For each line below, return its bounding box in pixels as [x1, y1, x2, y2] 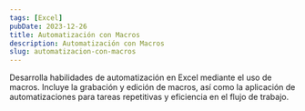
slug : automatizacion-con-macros [9, 47, 137, 56]
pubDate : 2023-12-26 [9, 22, 88, 31]
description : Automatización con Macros [9, 38, 166, 48]
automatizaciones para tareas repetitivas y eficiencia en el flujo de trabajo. [9, 92, 290, 103]
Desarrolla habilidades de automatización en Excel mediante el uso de [9, 72, 272, 83]
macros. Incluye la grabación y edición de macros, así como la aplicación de [9, 82, 296, 93]
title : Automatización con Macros [9, 30, 141, 39]
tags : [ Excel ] [9, 13, 64, 23]
